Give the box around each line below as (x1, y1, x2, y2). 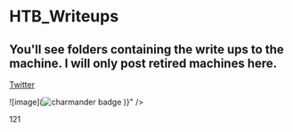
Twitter (9, 79, 36, 90)
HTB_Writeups (9, 6, 119, 27)
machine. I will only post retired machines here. (9, 55, 278, 70)
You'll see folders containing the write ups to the (9, 42, 284, 57)
